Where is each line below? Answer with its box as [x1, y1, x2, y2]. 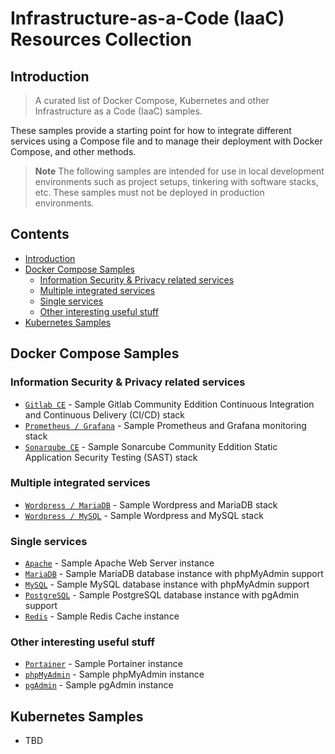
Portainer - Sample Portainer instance [24, 658, 184, 670]
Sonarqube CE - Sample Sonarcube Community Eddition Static [24, 440, 278, 452]
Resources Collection [10, 28, 192, 51]
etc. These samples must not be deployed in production [34, 187, 265, 198]
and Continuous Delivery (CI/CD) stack [24, 408, 186, 421]
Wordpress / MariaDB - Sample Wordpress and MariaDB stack [24, 498, 278, 511]
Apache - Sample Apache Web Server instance [24, 557, 215, 569]
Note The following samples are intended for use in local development [34, 165, 325, 177]
